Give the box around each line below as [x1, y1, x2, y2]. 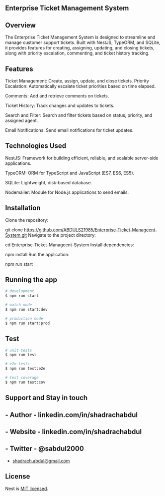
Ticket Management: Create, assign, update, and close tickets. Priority [5, 78, 149, 84]
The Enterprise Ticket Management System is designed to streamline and [5, 34, 156, 40]
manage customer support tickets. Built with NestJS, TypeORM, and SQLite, [5, 39, 161, 45]
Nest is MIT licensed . [5, 486, 49, 492]
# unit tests [5, 348, 32, 353]
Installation [5, 204, 41, 212]
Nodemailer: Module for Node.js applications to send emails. [5, 189, 129, 195]
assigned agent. [5, 117, 38, 124]
